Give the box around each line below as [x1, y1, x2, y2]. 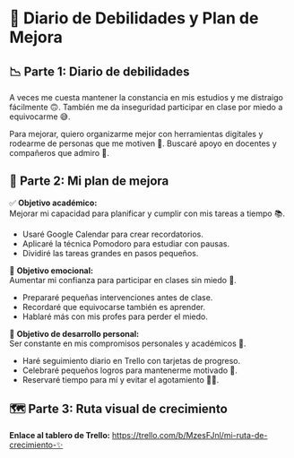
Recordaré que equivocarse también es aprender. [22, 301, 206, 312]
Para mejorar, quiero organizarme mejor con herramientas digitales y [9, 129, 264, 139]
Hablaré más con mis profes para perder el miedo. [22, 311, 208, 322]
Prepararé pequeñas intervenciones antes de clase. [22, 291, 213, 303]
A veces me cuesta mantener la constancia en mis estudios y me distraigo [9, 92, 284, 102]
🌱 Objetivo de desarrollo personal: [9, 328, 140, 339]
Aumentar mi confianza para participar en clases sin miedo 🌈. [9, 274, 238, 285]
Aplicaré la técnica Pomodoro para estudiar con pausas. [22, 238, 230, 249]
